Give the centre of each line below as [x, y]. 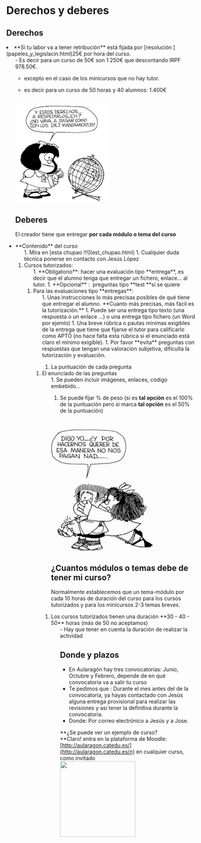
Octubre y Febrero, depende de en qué [117, 676]
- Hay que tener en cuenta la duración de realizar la [124, 630]
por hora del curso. [107, 54]
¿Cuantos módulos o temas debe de [119, 568]
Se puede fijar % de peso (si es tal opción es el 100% [126, 398]
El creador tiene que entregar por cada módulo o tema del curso [95, 234]
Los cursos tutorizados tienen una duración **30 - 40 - [120, 616]
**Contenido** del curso [46, 246]
